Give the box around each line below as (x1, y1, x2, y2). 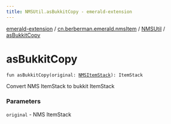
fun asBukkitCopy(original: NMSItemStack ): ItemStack (6, 72, 143, 78)
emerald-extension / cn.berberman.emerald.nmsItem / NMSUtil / (6, 25, 166, 32)
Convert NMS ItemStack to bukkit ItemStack (6, 82, 115, 89)
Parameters (6, 97, 41, 106)
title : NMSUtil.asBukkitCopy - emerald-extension (6, 8, 133, 15)
